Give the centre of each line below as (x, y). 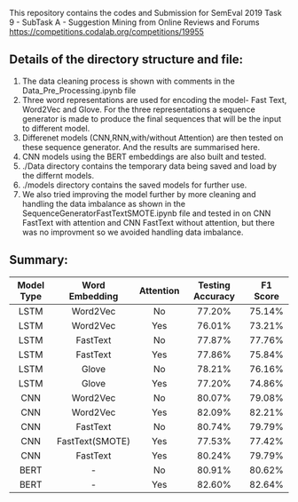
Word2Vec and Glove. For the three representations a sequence (138, 109)
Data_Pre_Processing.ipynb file (79, 90)
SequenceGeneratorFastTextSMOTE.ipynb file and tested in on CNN (146, 213)
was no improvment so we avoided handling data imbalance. (133, 232)
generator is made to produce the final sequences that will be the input (152, 118)
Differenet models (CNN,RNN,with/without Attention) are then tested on (153, 138)
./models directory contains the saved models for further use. (134, 185)
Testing (214, 285)
